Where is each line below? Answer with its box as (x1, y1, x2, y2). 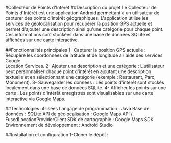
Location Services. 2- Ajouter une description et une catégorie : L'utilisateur (5, 63, 165, 69)
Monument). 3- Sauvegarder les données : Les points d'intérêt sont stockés (5, 79, 164, 85)
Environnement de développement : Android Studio (5, 122, 113, 128)
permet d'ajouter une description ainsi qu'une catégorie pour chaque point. (5, 26, 164, 32)
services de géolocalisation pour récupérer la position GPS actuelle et (5, 20, 152, 27)
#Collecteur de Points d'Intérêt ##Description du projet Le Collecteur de (5, 5, 157, 10)
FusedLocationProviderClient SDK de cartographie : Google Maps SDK (5, 116, 154, 122)
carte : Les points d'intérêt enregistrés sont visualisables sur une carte (5, 90, 154, 96)
